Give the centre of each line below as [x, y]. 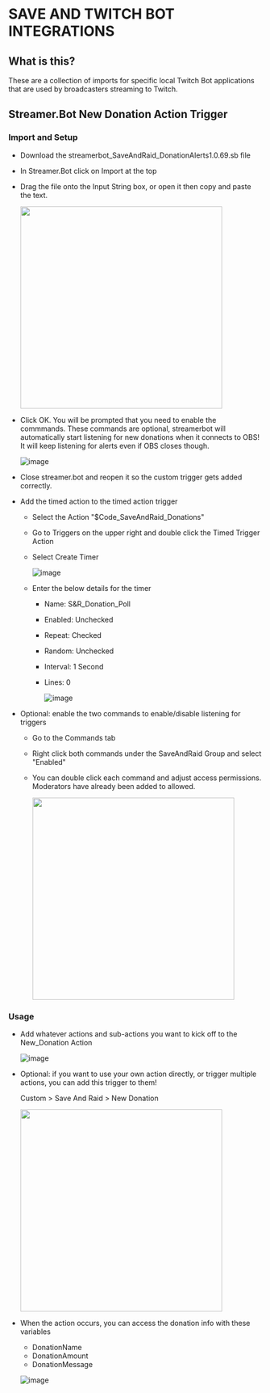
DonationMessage [62, 1364]
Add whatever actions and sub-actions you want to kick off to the [129, 1034]
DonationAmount [60, 1356]
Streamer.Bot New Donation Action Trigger [118, 114]
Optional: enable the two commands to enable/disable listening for [130, 713]
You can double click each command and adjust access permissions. [147, 778]
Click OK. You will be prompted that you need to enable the [118, 420]
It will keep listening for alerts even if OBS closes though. [114, 445]
